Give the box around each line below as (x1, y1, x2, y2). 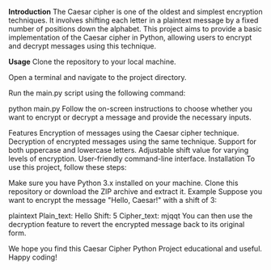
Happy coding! (8, 252, 58, 262)
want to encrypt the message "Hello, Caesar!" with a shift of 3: (8, 196, 217, 205)
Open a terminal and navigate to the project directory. (8, 73, 188, 82)
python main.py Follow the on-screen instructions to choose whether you (8, 104, 253, 113)
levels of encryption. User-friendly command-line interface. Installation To (8, 154, 256, 163)
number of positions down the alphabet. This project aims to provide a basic (8, 24, 263, 33)
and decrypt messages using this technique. (8, 41, 156, 51)
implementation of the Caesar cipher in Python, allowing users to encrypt (8, 32, 252, 42)
